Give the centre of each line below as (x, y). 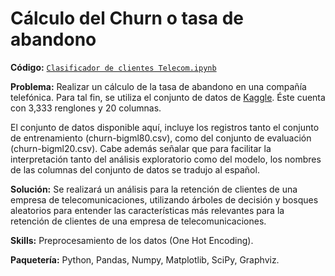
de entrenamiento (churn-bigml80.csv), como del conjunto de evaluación (161, 138)
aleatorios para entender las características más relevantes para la (147, 210)
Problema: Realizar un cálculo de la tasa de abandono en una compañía (158, 86)
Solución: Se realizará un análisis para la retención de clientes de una (154, 189)
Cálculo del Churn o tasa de (127, 18)
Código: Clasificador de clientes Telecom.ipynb (113, 67)
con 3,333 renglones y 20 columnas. (86, 108)
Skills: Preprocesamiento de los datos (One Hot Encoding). (132, 240)
